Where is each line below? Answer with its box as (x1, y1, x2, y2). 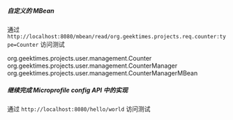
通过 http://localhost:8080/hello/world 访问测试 (7, 105, 151, 113)
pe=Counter (7, 41, 39, 48)
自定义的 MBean (7, 6, 54, 15)
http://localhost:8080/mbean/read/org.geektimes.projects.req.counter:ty (7, 33, 227, 40)
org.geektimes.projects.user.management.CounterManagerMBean (7, 68, 198, 77)
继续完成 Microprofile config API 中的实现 (7, 86, 128, 94)
